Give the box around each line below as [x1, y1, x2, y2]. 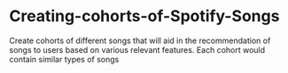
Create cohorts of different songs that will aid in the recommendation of [9, 35, 271, 46]
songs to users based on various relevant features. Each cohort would [9, 44, 266, 55]
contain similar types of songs [9, 54, 120, 64]
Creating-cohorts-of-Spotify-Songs [9, 6, 280, 26]
